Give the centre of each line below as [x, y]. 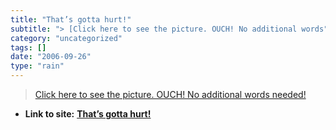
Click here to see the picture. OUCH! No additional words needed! [170, 94]
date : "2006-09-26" [51, 57]
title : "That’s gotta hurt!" [71, 19]
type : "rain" [37, 66]
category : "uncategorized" [66, 38]
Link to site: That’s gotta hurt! [88, 114]
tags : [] [28, 47]
